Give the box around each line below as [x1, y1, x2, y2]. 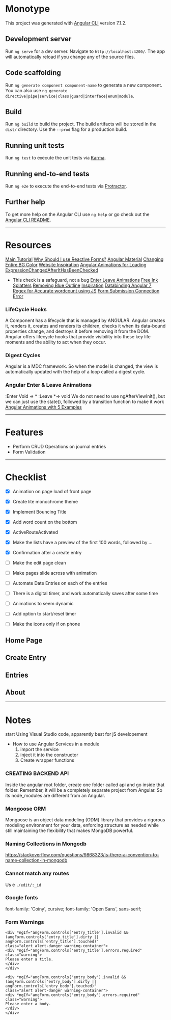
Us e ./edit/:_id [5, 881, 42, 888]
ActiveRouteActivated [12, 529, 59, 535]
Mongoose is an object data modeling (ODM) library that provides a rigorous [5, 816, 165, 823]
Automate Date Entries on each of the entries [12, 580, 108, 586]
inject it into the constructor [20, 752, 78, 758]
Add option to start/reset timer [12, 611, 76, 617]
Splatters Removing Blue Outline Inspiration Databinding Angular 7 [12, 282, 152, 288]
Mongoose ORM [5, 805, 46, 812]
